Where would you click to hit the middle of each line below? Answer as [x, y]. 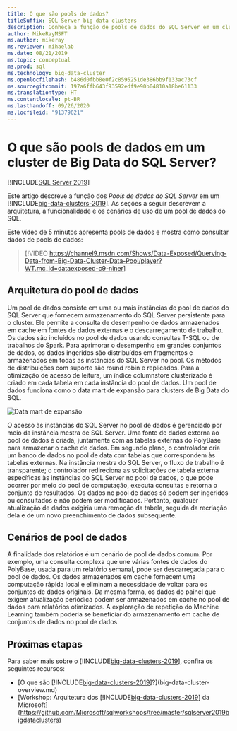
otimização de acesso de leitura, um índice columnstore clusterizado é [110, 375]
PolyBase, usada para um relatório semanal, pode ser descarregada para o [116, 569]
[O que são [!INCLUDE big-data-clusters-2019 [84, 682]
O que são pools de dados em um [107, 147]
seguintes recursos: [36, 669]
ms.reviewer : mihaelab [41, 47]
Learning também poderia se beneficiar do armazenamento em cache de [114, 614]
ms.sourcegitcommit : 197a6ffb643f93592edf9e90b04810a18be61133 [102, 86]
